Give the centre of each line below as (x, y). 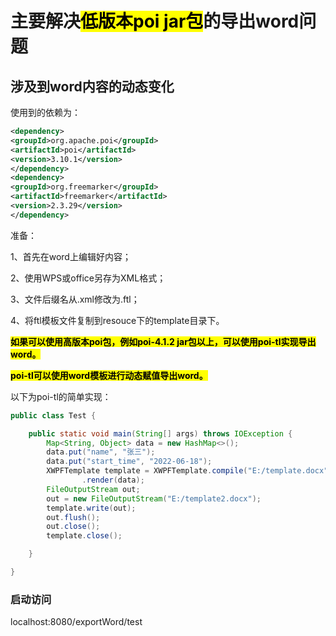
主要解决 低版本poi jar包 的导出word (155, 21)
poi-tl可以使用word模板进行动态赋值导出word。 (109, 375)
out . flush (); (73, 517)
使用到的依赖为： (45, 112)
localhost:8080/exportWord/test (76, 622)
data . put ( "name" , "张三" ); (101, 452)
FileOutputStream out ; (93, 489)
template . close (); (84, 536)
